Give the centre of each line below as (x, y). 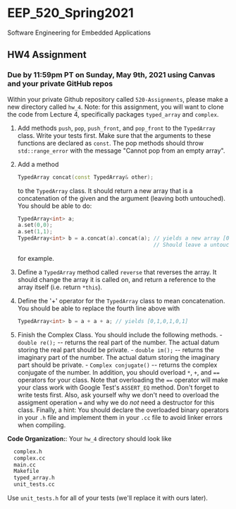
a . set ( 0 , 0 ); (35, 225)
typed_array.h (34, 478)
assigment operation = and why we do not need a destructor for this (116, 402)
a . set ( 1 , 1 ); (35, 232)
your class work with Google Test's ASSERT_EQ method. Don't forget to (118, 387)
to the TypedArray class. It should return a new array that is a (105, 191)
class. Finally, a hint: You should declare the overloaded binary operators (123, 410)
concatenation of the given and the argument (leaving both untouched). (121, 198)
